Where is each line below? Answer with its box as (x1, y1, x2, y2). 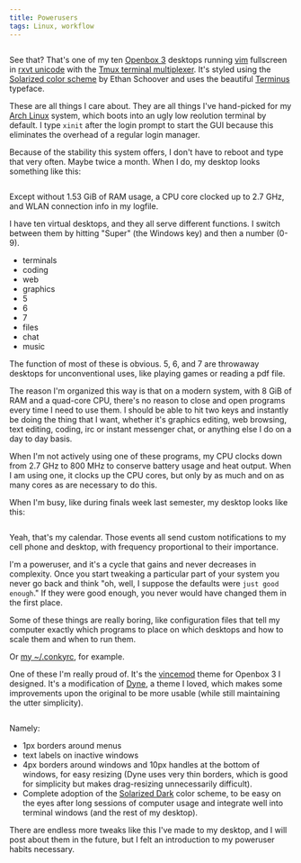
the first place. (9, 596, 63, 608)
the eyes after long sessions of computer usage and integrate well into (22, 797, 284, 808)
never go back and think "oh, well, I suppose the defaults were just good (9, 577, 279, 588)
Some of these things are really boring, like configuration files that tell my (9, 614, 280, 625)
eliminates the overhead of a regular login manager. (9, 129, 200, 140)
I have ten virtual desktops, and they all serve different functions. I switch (9, 218, 280, 229)
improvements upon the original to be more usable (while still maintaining (9, 687, 280, 698)
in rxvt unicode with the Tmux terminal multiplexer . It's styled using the (9, 64, 271, 75)
